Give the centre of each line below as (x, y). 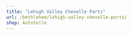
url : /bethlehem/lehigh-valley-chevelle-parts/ (67, 17)
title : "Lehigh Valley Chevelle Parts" (56, 12)
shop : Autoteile (26, 23)
